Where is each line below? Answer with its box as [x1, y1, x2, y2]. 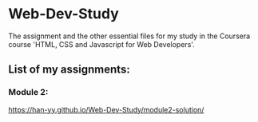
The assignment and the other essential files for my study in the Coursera [8, 31, 251, 41]
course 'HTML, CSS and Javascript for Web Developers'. [8, 39, 196, 49]
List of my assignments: [8, 63, 130, 77]
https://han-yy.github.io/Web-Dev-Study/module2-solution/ [8, 104, 204, 114]
